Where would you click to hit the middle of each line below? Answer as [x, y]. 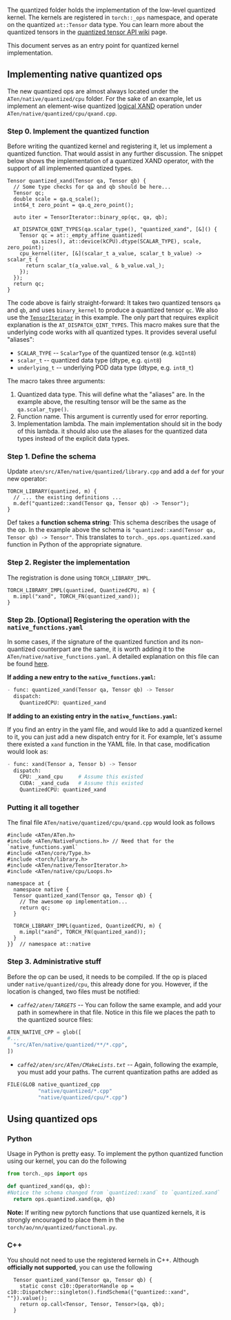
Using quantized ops [52, 1119]
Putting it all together [43, 807]
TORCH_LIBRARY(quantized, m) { [52, 492]
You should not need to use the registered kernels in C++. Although [103, 1260]
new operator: [27, 479]
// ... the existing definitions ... [68, 497]
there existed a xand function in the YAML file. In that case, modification [109, 744]
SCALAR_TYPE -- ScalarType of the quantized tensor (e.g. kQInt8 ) [107, 353]
